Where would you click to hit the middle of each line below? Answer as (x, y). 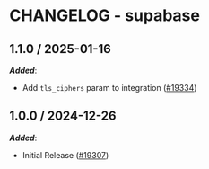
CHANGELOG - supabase (104, 16)
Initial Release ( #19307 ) (65, 155)
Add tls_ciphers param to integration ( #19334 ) (109, 88)
